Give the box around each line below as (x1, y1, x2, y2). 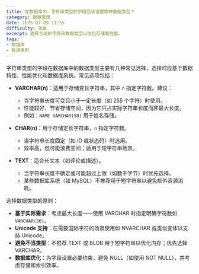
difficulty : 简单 (6, 25, 47, 31)
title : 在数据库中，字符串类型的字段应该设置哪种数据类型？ (6, 8, 135, 15)
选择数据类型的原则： (6, 197, 58, 204)
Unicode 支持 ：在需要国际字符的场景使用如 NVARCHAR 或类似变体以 (14, 224, 183, 231)
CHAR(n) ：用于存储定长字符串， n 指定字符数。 (14, 124, 130, 131)
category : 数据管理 (6, 14, 51, 20)
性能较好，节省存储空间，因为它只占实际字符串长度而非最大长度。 (23, 104, 185, 111)
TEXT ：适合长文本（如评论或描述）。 (14, 157, 104, 164)
